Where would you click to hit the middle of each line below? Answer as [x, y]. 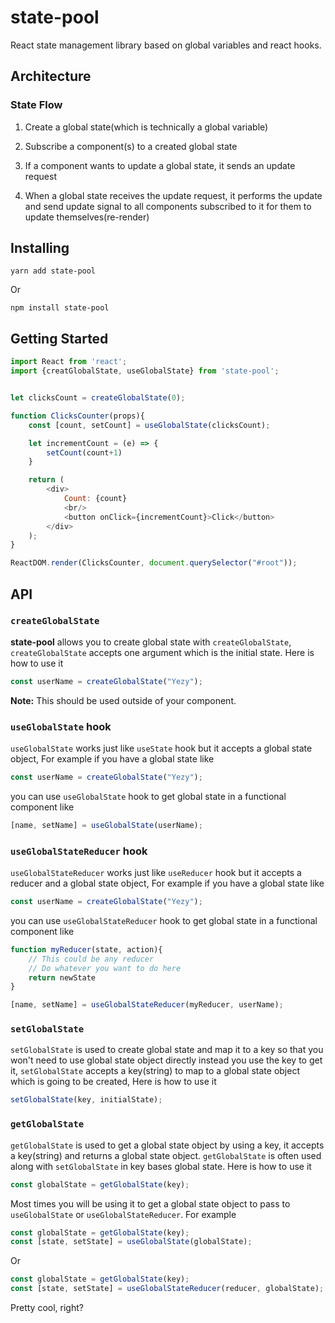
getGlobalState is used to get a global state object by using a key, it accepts [167, 1145]
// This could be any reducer [91, 959]
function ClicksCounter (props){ [77, 416]
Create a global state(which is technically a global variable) [146, 127]
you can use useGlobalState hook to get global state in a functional [148, 796]
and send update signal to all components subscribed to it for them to [168, 206]
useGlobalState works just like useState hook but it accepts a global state [161, 748]
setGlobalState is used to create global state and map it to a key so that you [167, 1050]
